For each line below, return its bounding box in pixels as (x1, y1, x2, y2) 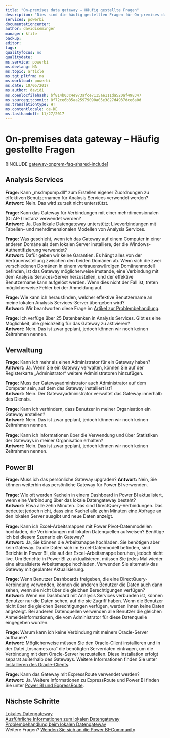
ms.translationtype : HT (5, 102, 56, 107)
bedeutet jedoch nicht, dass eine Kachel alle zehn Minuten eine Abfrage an (5, 508, 162, 514)
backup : (5, 36, 22, 41)
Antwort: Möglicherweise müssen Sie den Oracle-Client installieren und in (5, 640, 160, 646)
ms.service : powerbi (5, 59, 49, 65)
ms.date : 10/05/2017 (5, 83, 49, 88)
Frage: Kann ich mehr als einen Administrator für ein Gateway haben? (5, 359, 151, 365)
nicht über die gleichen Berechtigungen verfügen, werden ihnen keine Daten (5, 603, 165, 609)
